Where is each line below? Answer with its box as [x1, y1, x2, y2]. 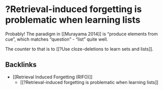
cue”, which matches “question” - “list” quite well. [5, 36, 108, 42]
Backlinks [5, 60, 37, 69]
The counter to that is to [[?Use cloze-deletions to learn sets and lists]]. [5, 46, 154, 52]
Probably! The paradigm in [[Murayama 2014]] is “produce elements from [5, 31, 158, 37]
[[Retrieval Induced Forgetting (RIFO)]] [12, 74, 93, 80]
